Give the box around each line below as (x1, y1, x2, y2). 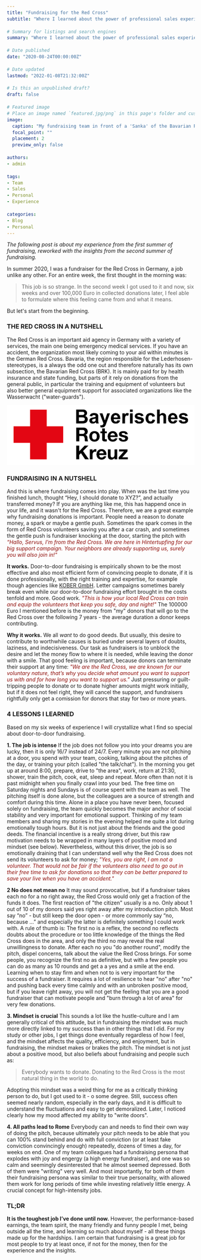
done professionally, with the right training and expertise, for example (7, 575, 178, 583)
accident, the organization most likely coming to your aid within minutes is (7, 348, 188, 355)
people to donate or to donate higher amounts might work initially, (27, 682, 189, 689)
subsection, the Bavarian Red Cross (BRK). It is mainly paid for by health (7, 367, 184, 375)
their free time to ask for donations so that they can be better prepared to (7, 868, 188, 875)
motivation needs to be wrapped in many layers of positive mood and (7, 836, 177, 844)
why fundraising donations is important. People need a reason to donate (7, 513, 184, 520)
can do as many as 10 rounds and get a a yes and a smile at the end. (7, 962, 175, 970)
